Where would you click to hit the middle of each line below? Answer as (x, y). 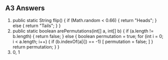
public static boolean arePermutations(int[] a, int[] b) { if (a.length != (83, 31)
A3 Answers (25, 8)
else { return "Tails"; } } (37, 25)
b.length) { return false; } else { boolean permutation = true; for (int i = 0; (88, 36)
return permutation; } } (36, 46)
